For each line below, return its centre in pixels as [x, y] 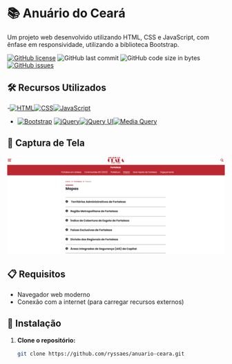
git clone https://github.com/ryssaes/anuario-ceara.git [101, 354]
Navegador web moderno [54, 294]
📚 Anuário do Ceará [66, 13]
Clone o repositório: [46, 340]
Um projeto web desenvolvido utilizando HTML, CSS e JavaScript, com [108, 37]
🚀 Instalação [34, 324]
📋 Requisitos [36, 275]
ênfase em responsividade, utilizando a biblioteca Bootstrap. [93, 44]
